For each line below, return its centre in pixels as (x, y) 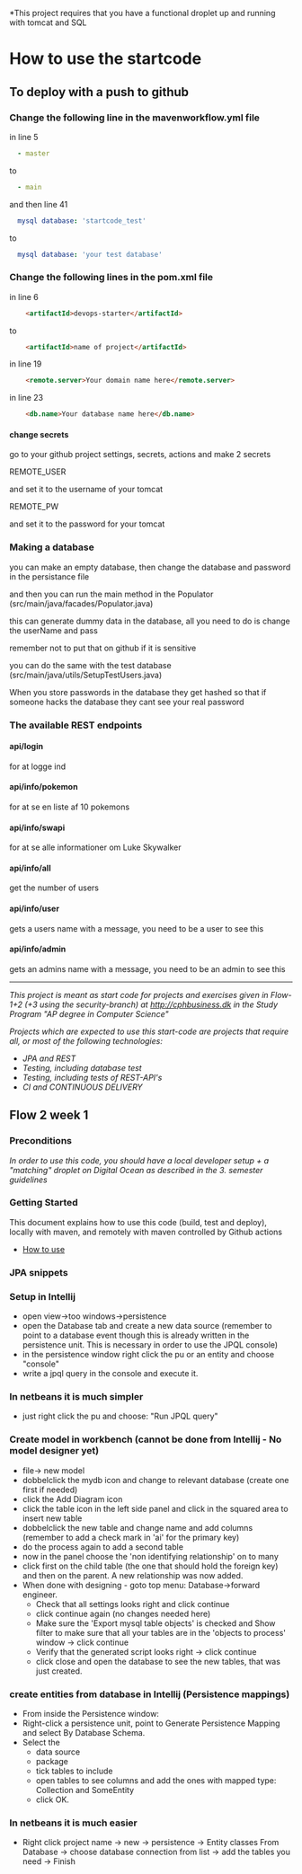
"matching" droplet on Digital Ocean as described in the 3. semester (136, 1170)
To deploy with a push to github (99, 92)
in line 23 (26, 398)
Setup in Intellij (43, 1296)
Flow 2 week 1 (49, 1115)
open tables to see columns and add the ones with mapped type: (156, 1780)
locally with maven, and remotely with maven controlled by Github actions (146, 1232)
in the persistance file (49, 576)
